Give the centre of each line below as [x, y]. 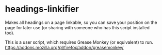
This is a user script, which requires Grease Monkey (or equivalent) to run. [79, 42]
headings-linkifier [42, 9]
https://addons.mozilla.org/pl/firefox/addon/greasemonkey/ [64, 47]
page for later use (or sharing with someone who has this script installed [77, 27]
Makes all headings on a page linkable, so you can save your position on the [81, 22]
